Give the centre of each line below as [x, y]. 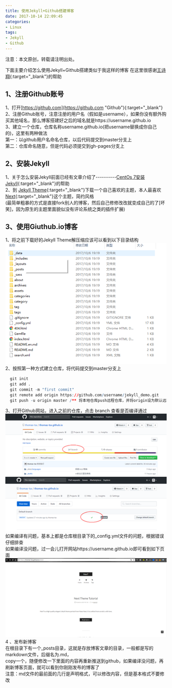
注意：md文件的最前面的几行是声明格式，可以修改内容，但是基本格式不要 [83, 674]
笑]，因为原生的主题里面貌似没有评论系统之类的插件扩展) [65, 209]
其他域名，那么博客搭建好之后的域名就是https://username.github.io [80, 120]
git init [19, 379]
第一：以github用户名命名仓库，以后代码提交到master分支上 [69, 139]
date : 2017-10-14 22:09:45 [34, 16]
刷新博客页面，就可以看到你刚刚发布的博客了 [52, 667]
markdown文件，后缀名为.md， [38, 655]
